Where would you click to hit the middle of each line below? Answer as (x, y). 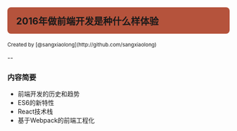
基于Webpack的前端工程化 (56, 120)
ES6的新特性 (36, 103)
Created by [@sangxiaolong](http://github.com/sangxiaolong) (82, 44)
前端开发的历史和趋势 (48, 94)
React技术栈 (35, 112)
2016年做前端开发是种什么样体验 (88, 21)
